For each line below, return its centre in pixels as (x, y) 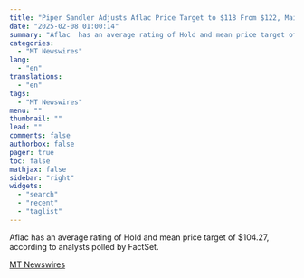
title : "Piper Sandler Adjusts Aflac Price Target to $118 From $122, (145, 18)
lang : (19, 60)
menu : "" (26, 110)
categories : (32, 43)
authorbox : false (42, 144)
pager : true (32, 152)
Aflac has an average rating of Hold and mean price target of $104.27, (139, 237)
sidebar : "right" (42, 177)
